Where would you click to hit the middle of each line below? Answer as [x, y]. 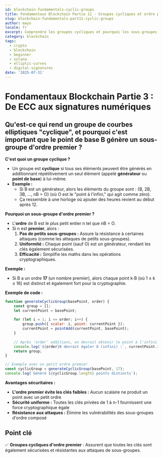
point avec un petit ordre [37, 397]
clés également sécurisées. [47, 249]
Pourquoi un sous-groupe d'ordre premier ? [50, 214]
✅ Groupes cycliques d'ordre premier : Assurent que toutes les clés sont [78, 444]
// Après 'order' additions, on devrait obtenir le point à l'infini [86, 342]
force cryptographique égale [41, 407]
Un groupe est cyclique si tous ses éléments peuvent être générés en [82, 168]
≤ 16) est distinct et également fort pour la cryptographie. [69, 283]
